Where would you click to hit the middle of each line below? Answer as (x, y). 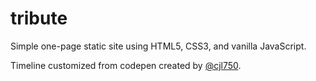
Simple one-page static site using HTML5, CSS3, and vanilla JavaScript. (158, 46)
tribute (39, 18)
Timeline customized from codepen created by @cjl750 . (126, 65)
